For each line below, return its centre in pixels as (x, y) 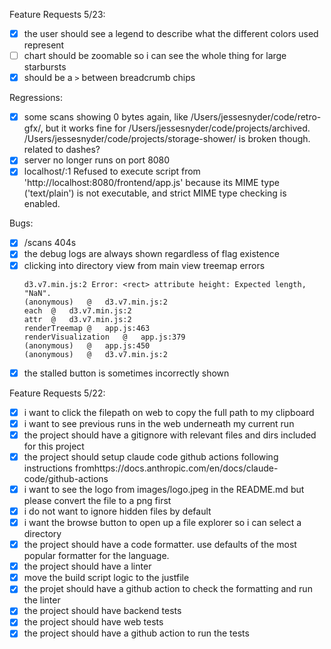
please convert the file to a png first (97, 500)
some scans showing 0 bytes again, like (106, 117)
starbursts (45, 67)
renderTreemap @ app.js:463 (87, 328)
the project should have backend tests (102, 611)
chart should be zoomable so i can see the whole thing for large (155, 56)
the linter (42, 600)
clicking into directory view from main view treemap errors (144, 265)
